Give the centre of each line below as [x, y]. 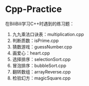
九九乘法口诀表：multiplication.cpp [48, 34]
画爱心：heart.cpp [31, 53]
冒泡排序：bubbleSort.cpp [39, 65]
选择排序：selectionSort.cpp [42, 59]
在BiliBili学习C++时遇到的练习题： [40, 23]
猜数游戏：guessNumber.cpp [42, 46]
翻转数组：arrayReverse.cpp [42, 71]
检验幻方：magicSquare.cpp [41, 78]
